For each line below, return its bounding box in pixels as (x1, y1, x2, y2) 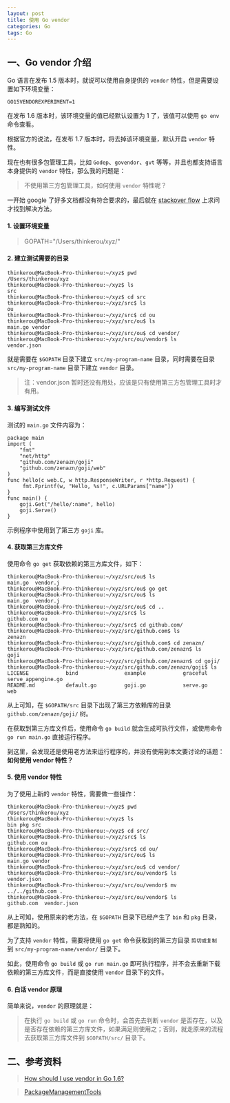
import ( (7, 441, 32, 447)
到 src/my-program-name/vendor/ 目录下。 (7, 945, 125, 953)
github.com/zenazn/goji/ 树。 (7, 709, 92, 718)
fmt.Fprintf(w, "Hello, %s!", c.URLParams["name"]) (22, 483, 174, 489)
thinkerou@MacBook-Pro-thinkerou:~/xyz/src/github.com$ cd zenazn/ (7, 639, 205, 647)
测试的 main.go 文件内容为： (7, 421, 87, 429)
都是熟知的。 (7, 922, 43, 930)
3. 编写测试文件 (7, 404, 51, 412)
